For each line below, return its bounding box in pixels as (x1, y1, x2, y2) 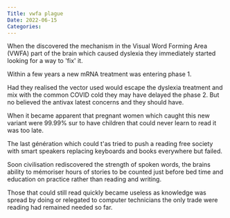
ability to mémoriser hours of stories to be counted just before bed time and (7, 167, 224, 176)
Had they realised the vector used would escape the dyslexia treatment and (7, 84, 223, 92)
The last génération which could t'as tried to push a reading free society (7, 140, 213, 148)
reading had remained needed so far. (7, 203, 113, 212)
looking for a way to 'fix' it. (7, 57, 83, 65)
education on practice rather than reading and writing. (7, 175, 161, 183)
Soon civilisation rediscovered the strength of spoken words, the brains (7, 161, 211, 169)
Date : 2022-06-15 (7, 17, 57, 24)
